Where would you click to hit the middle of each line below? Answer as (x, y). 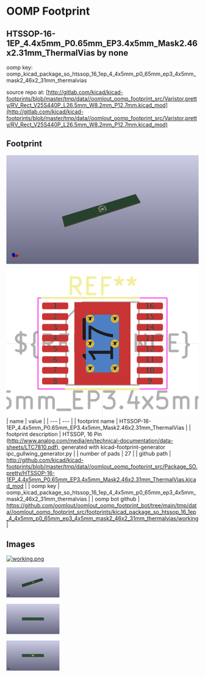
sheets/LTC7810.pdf (31, 447)
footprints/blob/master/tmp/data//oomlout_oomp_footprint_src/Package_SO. (102, 467)
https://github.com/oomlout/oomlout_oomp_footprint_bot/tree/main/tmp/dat (102, 506)
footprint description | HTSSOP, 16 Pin (54, 434)
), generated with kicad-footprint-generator (111, 447)
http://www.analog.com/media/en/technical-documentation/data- (91, 441)
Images (21, 544)
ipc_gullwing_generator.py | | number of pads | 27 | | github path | (89, 454)
